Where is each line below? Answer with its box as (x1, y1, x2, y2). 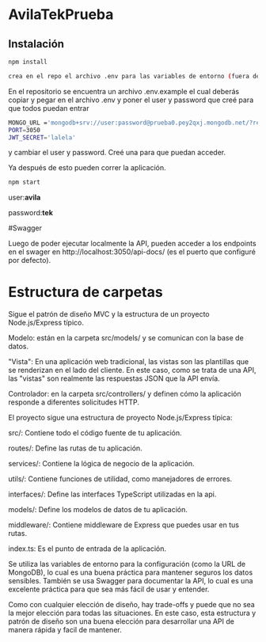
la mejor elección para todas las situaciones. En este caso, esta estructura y (8, 608, 256, 618)
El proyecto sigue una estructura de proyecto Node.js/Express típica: (8, 413, 233, 423)
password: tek (8, 208, 54, 218)
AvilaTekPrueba (8, 6, 114, 24)
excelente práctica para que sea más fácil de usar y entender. (8, 584, 210, 595)
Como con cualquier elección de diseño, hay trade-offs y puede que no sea (8, 600, 255, 610)
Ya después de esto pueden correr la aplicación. (8, 163, 166, 173)
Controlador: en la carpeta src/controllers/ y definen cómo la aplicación (8, 389, 241, 399)
